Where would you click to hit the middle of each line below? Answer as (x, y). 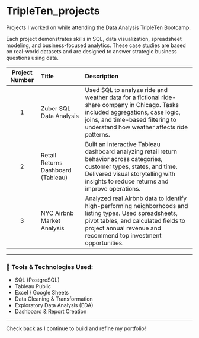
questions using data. (33, 58)
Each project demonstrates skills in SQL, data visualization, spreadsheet (94, 39)
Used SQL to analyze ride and (126, 90)
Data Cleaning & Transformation (54, 299)
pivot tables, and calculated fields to (135, 220)
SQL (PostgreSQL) (37, 280)
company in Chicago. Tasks (141, 105)
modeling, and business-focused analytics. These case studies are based (96, 45)
